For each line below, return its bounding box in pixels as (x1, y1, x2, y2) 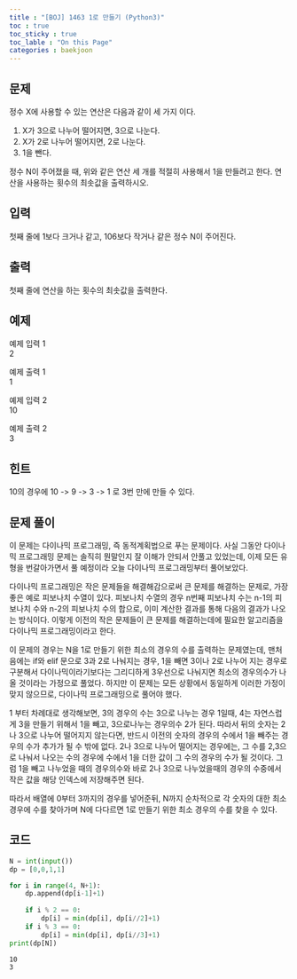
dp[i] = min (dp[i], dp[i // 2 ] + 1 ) (41, 914, 161, 923)
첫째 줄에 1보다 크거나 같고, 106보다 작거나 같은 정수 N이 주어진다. (9, 231, 237, 241)
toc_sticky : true (9, 29, 77, 38)
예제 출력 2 (9, 423, 47, 434)
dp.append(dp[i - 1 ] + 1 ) (25, 889, 105, 898)
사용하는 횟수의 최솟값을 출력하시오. (25, 177, 149, 187)
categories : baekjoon (9, 46, 93, 55)
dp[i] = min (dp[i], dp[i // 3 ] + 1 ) (41, 930, 161, 939)
